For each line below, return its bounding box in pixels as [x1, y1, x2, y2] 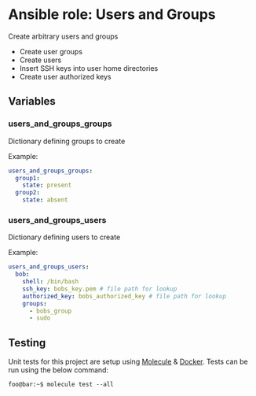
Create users [19, 55, 62, 65]
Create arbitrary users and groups [8, 31, 119, 41]
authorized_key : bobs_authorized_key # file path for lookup [22, 292, 226, 300]
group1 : [15, 174, 41, 182]
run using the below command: [8, 365, 108, 375]
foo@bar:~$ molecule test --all [8, 380, 114, 389]
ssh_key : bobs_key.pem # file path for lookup [22, 285, 177, 293]
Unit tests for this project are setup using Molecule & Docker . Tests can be [8, 357, 249, 367]
